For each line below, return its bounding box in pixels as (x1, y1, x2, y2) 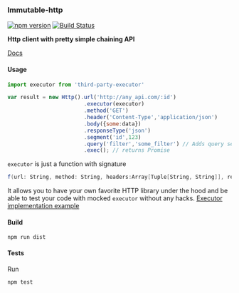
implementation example (7, 202, 80, 210)
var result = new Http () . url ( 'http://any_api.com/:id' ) (7, 94, 176, 101)
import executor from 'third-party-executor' (7, 81, 144, 88)
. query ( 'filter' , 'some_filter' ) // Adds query (83, 140, 224, 148)
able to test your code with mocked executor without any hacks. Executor (7, 194, 223, 202)
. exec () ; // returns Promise (83, 147, 171, 154)
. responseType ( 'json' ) (83, 127, 152, 134)
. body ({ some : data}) (83, 120, 142, 128)
